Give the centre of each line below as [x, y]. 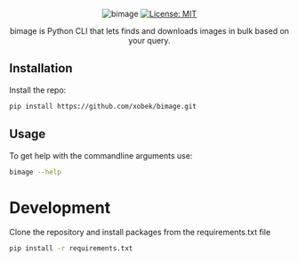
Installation [41, 68]
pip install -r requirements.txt [71, 249]
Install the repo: [38, 90]
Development [60, 207]
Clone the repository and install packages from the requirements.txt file [140, 233]
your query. [149, 41]
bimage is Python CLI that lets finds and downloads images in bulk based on [149, 31]
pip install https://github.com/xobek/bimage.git [103, 106]
